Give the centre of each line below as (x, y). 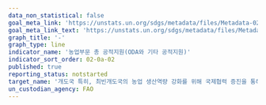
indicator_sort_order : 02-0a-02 (61, 60)
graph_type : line (37, 45)
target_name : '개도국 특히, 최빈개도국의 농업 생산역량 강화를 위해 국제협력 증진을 (127, 81)
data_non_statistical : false (56, 15)
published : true (35, 67)
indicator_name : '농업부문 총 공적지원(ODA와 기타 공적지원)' (100, 52)
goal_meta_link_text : (44, 30)
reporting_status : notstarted (58, 74)
